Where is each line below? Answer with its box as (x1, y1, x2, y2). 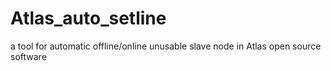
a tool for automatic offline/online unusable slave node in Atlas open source (10, 40, 322, 52)
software (10, 50, 47, 62)
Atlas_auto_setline (10, 7, 167, 30)
